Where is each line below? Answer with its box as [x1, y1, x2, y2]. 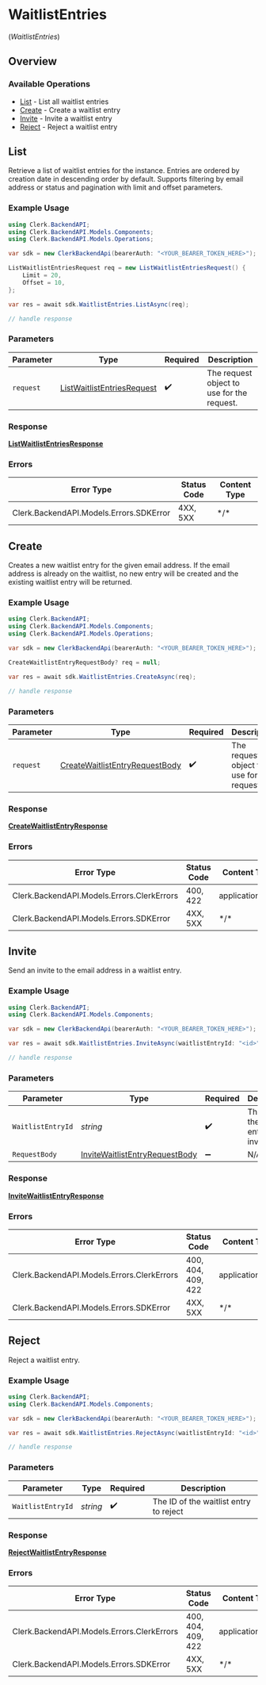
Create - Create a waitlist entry [19, 105, 121, 114]
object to [207, 377, 240, 388]
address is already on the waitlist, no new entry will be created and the [8, 569, 239, 578]
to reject [152, 1506, 184, 1517]
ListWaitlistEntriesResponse [8, 439, 104, 449]
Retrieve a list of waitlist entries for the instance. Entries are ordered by [8, 166, 240, 175]
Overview [8, 55, 58, 68]
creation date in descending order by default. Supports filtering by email [8, 175, 244, 184]
